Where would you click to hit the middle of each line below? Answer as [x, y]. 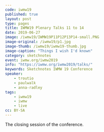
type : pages [17, 23]
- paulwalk [25, 83]
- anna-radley [28, 87]
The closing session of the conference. [44, 124]
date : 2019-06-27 [23, 33]
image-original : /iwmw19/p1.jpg [38, 42]
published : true [21, 14]
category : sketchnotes [28, 55]
